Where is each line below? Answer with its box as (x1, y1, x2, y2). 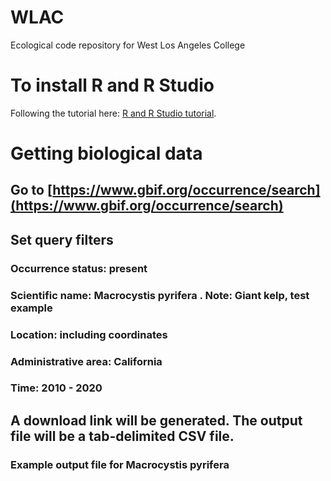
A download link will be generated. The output (10, 412, 303, 429)
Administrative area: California (10, 354, 163, 368)
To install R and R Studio (10, 74, 215, 97)
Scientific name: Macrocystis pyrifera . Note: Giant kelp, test (10, 288, 310, 302)
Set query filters (10, 231, 114, 248)
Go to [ (10, 182, 53, 199)
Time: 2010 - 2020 (10, 381, 103, 395)
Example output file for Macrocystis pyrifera (10, 457, 230, 471)
